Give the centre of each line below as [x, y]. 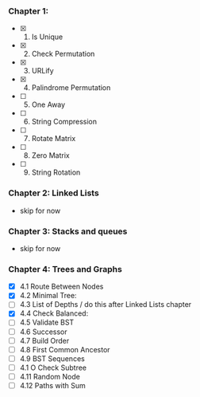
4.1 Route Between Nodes [62, 287]
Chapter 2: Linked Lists [54, 193]
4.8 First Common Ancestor [65, 349]
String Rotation [56, 172]
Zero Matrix [50, 155]
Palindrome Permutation [71, 88]
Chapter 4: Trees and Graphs [65, 269]
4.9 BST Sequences [52, 358]
